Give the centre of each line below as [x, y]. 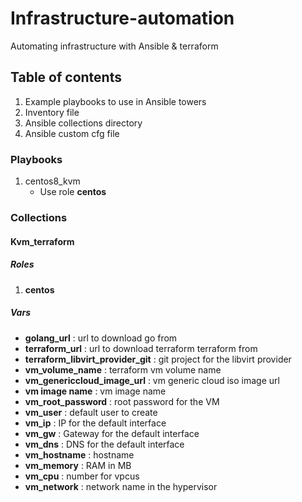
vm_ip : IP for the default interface [95, 423]
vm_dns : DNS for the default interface [104, 444]
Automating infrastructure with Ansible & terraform [114, 46]
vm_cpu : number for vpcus [82, 476]
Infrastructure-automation [122, 18]
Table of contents [66, 77]
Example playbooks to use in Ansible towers [115, 101]
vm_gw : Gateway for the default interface [112, 433]
